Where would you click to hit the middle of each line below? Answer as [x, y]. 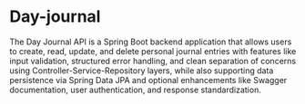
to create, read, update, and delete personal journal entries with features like [153, 51]
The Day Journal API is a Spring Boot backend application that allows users [151, 42]
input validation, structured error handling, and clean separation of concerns [153, 61]
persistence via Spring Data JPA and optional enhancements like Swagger [148, 80]
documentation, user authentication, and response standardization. [135, 90]
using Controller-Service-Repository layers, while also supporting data [142, 71]
